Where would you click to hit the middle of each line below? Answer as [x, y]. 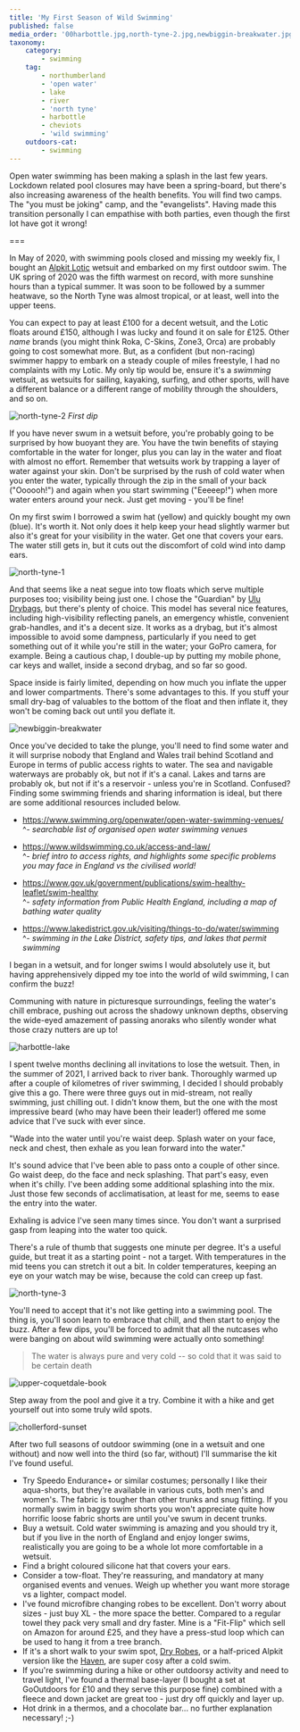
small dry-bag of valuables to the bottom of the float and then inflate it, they [149, 701]
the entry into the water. [54, 1203]
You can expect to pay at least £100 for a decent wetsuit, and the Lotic [139, 322]
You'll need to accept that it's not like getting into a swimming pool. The [141, 1310]
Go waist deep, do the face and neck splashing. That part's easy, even [139, 1174]
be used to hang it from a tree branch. [92, 1641]
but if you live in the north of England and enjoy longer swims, [136, 1537]
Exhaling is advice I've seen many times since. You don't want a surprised [145, 1220]
